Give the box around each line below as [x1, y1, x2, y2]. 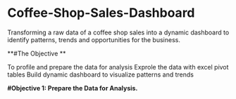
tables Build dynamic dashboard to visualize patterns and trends [7, 70, 194, 79]
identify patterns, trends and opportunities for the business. [7, 35, 181, 44]
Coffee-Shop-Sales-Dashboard [7, 5, 195, 21]
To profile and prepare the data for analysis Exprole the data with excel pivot [7, 62, 229, 71]
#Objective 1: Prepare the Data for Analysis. [7, 84, 138, 92]
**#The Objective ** [7, 49, 66, 58]
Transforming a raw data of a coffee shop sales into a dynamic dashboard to [7, 28, 230, 37]
